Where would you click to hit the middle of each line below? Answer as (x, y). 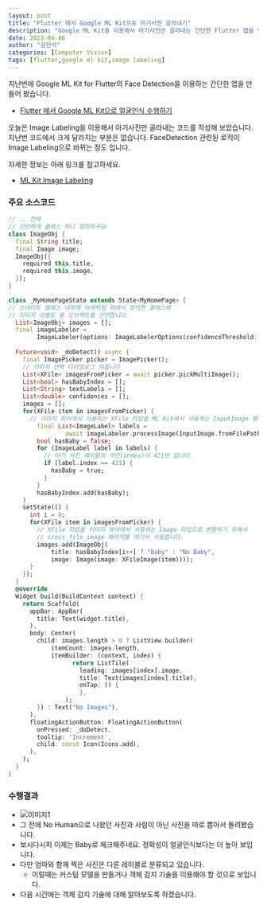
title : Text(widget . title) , (83, 619)
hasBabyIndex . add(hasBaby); (83, 493)
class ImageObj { (37, 234)
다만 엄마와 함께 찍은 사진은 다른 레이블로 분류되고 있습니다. (112, 865)
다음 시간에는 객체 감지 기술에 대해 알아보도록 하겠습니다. (108, 894)
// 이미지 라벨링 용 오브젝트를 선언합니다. (69, 315)
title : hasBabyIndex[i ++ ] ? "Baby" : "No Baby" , (133, 552)
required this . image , (58, 271)
